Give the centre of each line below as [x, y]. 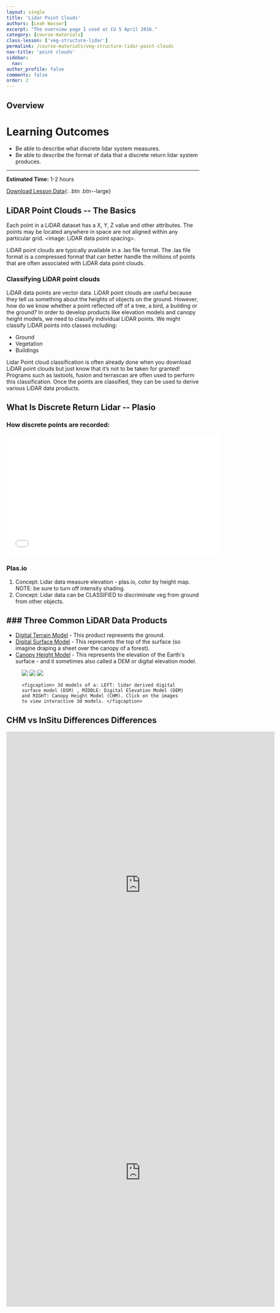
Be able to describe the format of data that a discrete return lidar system [106, 155]
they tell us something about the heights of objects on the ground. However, [102, 299]
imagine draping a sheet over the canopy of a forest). [82, 649]
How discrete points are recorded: [58, 425]
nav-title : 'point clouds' [41, 52]
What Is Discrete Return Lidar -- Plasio [81, 407]
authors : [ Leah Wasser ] [37, 23]
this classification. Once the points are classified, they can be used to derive [103, 382]
